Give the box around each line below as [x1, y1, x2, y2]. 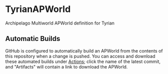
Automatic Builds [5, 34, 60, 43]
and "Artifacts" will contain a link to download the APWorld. [5, 63, 128, 69]
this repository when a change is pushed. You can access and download [5, 53, 156, 59]
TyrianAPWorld [5, 3, 71, 15]
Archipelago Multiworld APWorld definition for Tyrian [5, 20, 115, 26]
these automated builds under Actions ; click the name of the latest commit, [5, 58, 161, 64]
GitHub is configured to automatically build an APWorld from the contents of [5, 47, 163, 53]
